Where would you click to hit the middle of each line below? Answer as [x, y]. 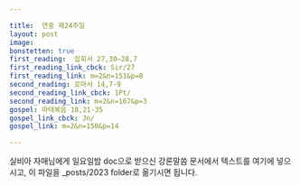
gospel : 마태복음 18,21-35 [56, 109]
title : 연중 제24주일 [47, 25]
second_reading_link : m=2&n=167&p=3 [78, 101]
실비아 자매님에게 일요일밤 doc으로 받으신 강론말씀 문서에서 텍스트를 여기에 [142, 161]
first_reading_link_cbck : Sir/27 [72, 68]
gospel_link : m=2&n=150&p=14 [64, 126]
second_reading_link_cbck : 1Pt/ [70, 93]
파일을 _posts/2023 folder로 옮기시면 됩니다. [117, 172]
